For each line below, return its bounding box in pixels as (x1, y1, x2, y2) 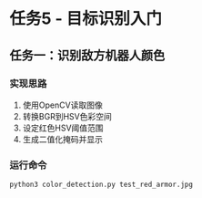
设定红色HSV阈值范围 (22, 122, 104, 133)
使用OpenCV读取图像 (22, 99, 103, 110)
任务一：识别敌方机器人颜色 (9, 47, 166, 63)
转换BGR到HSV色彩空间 (22, 110, 112, 121)
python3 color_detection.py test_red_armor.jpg (9, 180, 194, 190)
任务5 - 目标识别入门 (9, 8, 162, 29)
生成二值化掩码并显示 (22, 133, 103, 144)
